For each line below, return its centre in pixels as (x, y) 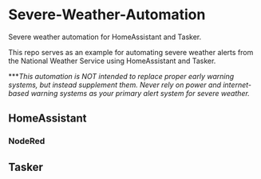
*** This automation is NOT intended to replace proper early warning (121, 76)
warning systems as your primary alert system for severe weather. (140, 93)
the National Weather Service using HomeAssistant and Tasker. (112, 61)
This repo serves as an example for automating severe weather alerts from (131, 52)
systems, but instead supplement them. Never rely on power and (115, 85)
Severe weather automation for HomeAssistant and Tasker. (105, 37)
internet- (237, 85)
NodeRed (27, 141)
